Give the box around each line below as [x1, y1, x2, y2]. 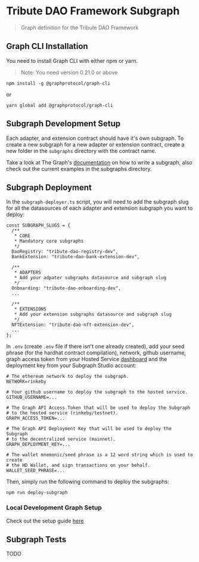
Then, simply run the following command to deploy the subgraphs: [6, 478, 170, 485]
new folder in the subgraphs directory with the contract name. [6, 147, 157, 154]
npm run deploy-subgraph [6, 490, 68, 496]
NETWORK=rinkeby [6, 378, 46, 385]
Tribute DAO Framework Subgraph [6, 4, 180, 18]
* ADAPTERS [14, 270, 42, 276]
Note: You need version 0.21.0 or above [20, 69, 118, 76]
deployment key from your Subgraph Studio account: [6, 362, 137, 369]
